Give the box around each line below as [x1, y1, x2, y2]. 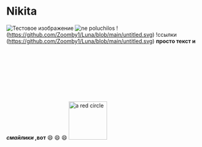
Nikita [6, 4, 37, 18]
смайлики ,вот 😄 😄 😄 [6, 134, 67, 141]
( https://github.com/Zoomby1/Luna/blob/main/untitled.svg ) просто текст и [6, 37, 196, 45]
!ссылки [155, 30, 178, 38]
